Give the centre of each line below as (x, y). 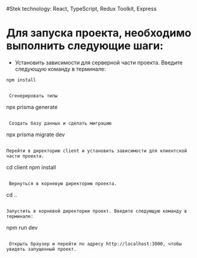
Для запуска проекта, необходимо (99, 33)
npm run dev (22, 227)
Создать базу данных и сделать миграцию (60, 123)
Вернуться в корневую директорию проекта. (63, 183)
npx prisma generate (32, 107)
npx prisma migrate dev (36, 134)
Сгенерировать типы (33, 96)
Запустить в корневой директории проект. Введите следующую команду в (97, 211)
